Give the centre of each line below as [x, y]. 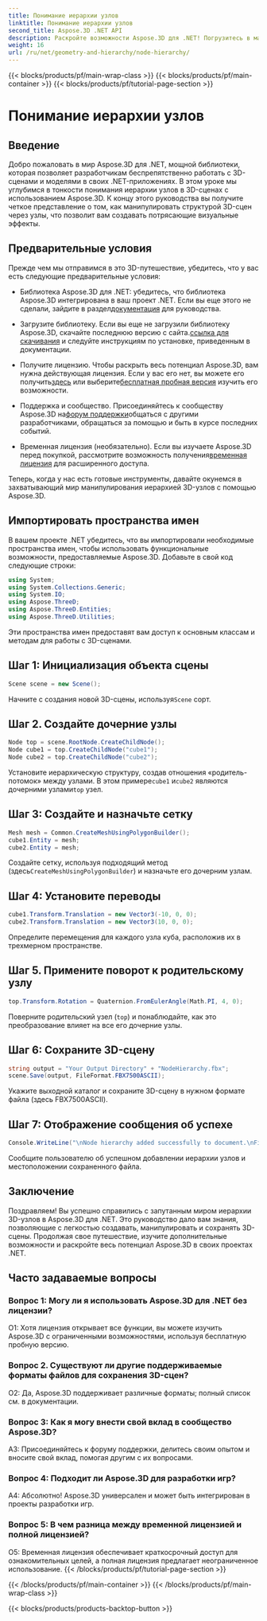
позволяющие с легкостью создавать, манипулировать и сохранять [124, 1228]
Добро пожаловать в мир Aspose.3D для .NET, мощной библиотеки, [124, 164]
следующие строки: [42, 565]
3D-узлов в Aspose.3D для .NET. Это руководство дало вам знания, [123, 1219]
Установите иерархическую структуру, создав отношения [107, 772]
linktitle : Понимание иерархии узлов [71, 23]
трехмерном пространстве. [56, 945]
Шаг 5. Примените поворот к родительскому [126, 971]
